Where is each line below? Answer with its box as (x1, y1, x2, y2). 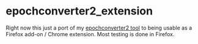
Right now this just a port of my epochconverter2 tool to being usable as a (5, 24, 193, 31)
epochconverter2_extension (5, 4, 153, 18)
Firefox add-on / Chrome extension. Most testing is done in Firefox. (5, 30, 175, 37)
